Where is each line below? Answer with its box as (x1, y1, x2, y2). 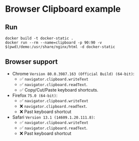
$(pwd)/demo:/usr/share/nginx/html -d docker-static (5, 45, 115, 49)
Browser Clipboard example (5, 3, 121, 15)
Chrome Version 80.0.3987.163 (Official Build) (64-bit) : (12, 70, 135, 76)
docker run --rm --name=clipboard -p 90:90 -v (5, 40, 102, 45)
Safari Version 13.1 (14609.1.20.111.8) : (12, 114, 95, 120)
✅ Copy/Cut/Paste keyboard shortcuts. (19, 87, 99, 93)
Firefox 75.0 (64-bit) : (12, 92, 58, 98)
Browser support (5, 58, 58, 66)
